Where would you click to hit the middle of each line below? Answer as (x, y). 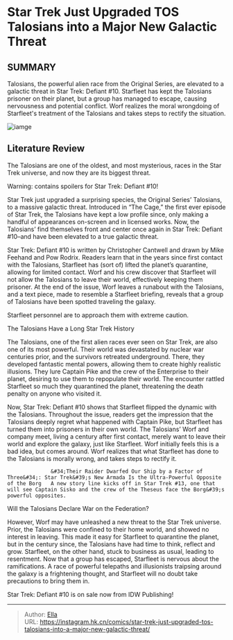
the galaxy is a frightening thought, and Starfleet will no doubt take (103, 573)
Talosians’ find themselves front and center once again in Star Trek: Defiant (115, 229)
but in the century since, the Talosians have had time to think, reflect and (111, 544)
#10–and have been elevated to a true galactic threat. (83, 236)
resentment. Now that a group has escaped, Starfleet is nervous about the (113, 559)
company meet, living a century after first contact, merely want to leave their (116, 436)
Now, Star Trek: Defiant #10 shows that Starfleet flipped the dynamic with (112, 407)
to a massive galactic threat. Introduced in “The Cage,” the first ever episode (116, 207)
